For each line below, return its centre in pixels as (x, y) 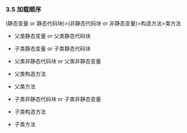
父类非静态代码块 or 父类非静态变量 (58, 61)
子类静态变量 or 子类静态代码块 (52, 49)
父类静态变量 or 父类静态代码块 (52, 36)
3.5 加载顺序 (24, 9)
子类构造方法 (30, 112)
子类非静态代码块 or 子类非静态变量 (58, 99)
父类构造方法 (30, 74)
